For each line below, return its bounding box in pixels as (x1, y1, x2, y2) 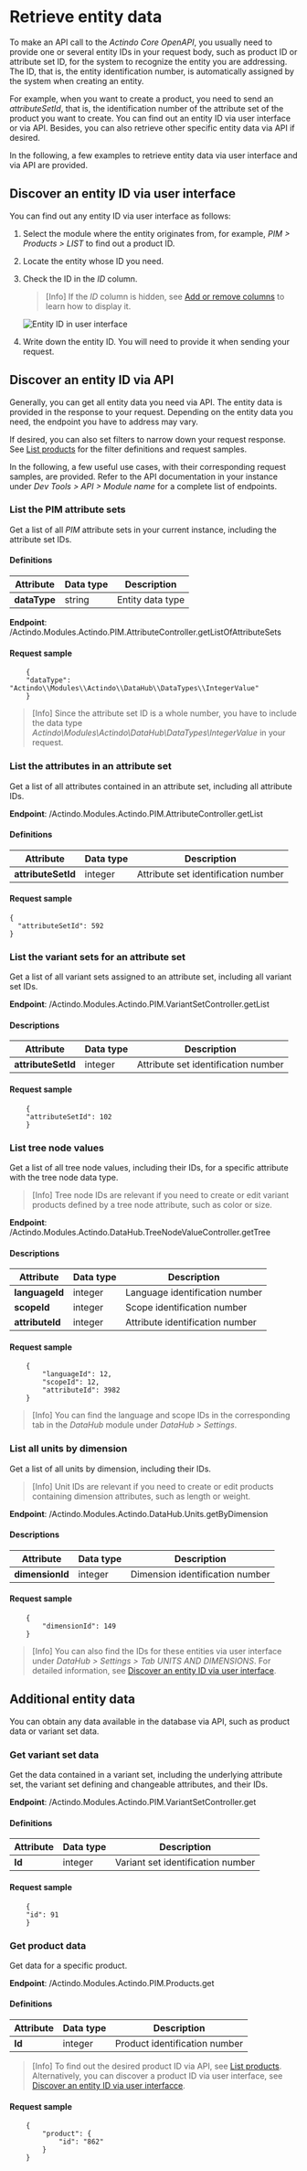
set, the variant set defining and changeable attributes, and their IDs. (9, 1779, 269, 1790)
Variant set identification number (115, 1856, 256, 1869)
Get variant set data (9, 1749, 99, 1761)
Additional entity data (9, 1692, 135, 1707)
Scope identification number (125, 1301, 248, 1314)
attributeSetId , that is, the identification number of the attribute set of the (9, 102, 284, 113)
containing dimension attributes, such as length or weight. (31, 1491, 251, 1502)
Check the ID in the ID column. (22, 273, 138, 284)
